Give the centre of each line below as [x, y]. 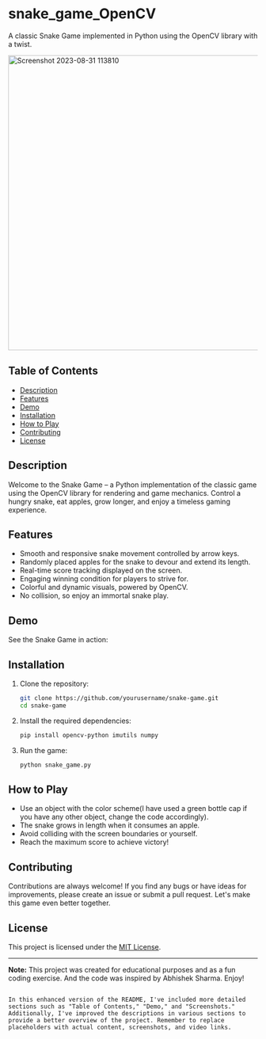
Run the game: [44, 750]
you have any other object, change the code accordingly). [114, 817]
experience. [28, 510]
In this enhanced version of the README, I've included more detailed [127, 999]
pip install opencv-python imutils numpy [89, 735]
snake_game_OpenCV [82, 14]
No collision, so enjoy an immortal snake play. [94, 596]
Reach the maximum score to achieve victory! [94, 842]
